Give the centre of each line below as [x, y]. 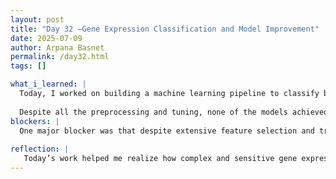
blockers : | [35, 121]
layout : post [37, 19]
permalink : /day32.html [60, 57]
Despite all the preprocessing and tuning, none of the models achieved [174, 112]
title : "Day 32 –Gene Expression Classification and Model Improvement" [165, 29]
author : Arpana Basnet [57, 47]
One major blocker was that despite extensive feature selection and [167, 131]
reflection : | [40, 149]
